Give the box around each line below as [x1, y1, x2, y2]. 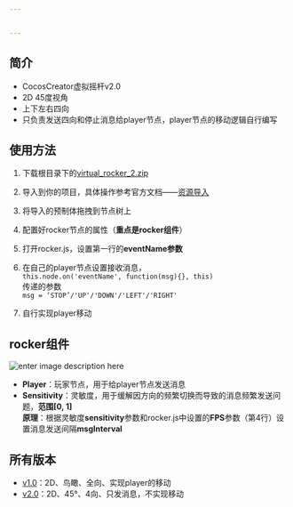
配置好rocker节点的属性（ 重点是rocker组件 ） [21, 224, 188, 236]
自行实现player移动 [21, 308, 92, 318]
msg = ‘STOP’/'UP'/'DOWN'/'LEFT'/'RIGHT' [21, 291, 178, 301]
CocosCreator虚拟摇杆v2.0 [21, 81, 122, 92]
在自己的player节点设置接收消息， [21, 262, 146, 273]
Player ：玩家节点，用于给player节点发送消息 [21, 379, 186, 390]
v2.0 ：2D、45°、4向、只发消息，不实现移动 [21, 488, 185, 499]
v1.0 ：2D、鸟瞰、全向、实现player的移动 [21, 478, 171, 487]
